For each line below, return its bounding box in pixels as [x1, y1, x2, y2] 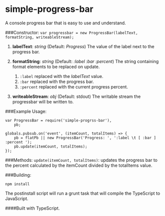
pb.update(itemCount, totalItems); [14, 144, 88, 149]
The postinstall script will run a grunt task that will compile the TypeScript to [5, 190, 160, 196]
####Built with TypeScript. [5, 205, 60, 211]
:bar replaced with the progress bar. [19, 78, 94, 84]
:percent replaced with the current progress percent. [19, 83, 128, 90]
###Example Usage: [5, 108, 47, 114]
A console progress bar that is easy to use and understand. [5, 20, 126, 26]
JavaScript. [5, 195, 29, 202]
